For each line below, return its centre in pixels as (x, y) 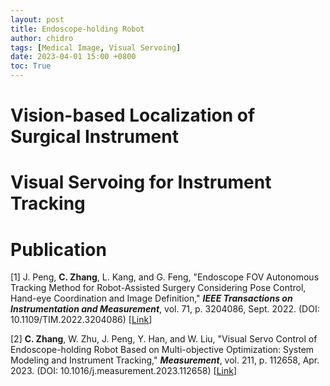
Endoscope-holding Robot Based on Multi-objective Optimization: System (162, 350)
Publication (58, 249)
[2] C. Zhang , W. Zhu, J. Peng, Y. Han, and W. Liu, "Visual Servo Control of (164, 339)
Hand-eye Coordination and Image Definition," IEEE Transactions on (151, 298)
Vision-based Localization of (133, 115)
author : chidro (42, 38)
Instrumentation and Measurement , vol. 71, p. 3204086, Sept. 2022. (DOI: (165, 309)
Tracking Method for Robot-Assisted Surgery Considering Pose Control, (158, 288)
